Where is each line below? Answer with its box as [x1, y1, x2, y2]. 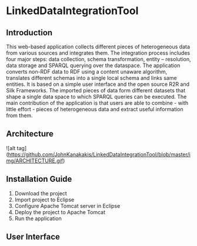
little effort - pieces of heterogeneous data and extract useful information [6, 106, 183, 112]
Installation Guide [6, 174, 72, 184]
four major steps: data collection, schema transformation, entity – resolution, [6, 56, 191, 62]
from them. [6, 112, 34, 119]
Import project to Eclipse [14, 196, 75, 203]
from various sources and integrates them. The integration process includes [6, 49, 190, 56]
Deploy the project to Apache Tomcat [14, 208, 106, 215]
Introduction [6, 28, 53, 38]
